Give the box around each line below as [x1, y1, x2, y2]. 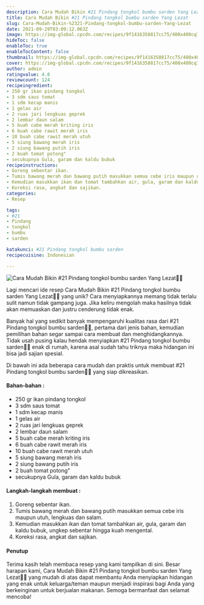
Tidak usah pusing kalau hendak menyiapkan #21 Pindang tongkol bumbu [6, 337, 190, 344]
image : [6, 32, 23, 38]
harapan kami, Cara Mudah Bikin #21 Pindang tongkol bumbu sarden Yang [6, 567, 192, 575]
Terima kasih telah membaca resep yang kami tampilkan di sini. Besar [6, 560, 180, 568]
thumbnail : [6, 54, 34, 60]
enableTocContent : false [6, 49, 69, 55]
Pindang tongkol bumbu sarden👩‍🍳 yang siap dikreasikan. [6, 368, 149, 375]
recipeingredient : [6, 83, 53, 89]
